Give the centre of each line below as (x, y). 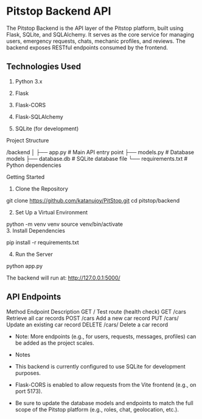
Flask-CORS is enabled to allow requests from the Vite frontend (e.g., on (106, 384)
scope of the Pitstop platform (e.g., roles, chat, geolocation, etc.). (97, 409)
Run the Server (34, 254)
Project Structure (28, 140)
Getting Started (26, 177)
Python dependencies (34, 165)
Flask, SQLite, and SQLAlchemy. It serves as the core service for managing (100, 34)
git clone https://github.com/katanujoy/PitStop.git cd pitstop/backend (93, 200)
